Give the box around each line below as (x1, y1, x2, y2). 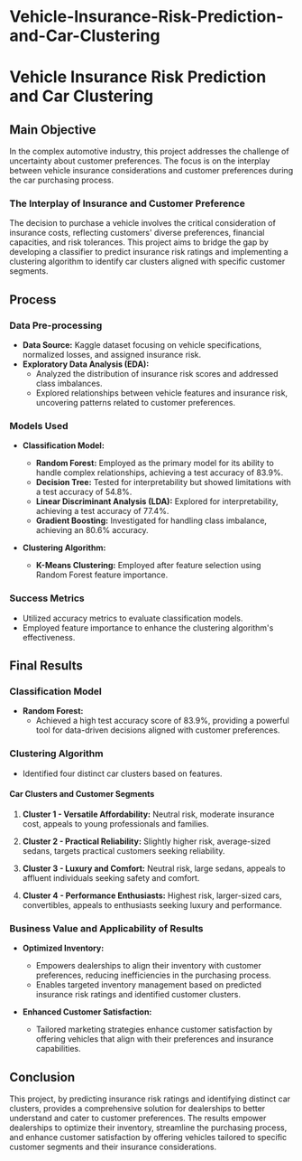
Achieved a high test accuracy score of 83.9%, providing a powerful (35, 716, 290, 726)
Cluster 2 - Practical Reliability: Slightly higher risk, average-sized (22, 836, 271, 847)
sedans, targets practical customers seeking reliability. (22, 845, 225, 856)
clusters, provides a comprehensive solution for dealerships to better (9, 1103, 266, 1114)
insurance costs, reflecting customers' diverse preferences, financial (9, 228, 265, 239)
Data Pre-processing (9, 319, 103, 332)
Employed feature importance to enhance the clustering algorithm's (22, 622, 274, 633)
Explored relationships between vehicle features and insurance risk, (35, 388, 288, 398)
